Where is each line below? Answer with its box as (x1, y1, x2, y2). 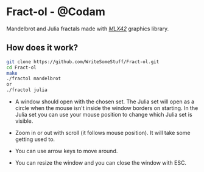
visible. (15, 117, 33, 125)
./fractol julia (6, 87, 47, 93)
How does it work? (6, 43, 79, 53)
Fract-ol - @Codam (6, 5, 105, 19)
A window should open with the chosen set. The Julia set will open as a (15, 98, 195, 105)
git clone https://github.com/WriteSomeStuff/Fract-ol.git (6, 58, 160, 65)
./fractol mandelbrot (6, 75, 62, 82)
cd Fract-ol (6, 64, 37, 71)
